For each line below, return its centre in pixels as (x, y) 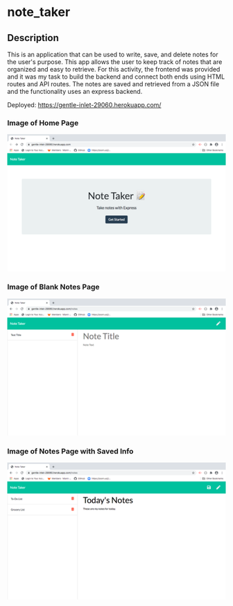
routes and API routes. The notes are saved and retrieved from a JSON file (113, 84)
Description (33, 38)
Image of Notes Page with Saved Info (70, 451)
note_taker (39, 12)
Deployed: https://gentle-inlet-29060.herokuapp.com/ (84, 105)
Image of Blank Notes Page (53, 287)
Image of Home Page (43, 122)
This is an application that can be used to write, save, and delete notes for (113, 54)
